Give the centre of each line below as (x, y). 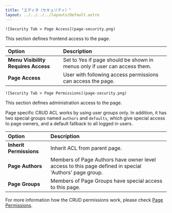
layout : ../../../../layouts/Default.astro (52, 15)
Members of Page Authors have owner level (103, 160)
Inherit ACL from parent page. (86, 148)
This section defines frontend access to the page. (58, 38)
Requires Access (29, 66)
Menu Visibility (27, 60)
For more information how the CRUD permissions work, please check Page (84, 200)
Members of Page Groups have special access (106, 181)
